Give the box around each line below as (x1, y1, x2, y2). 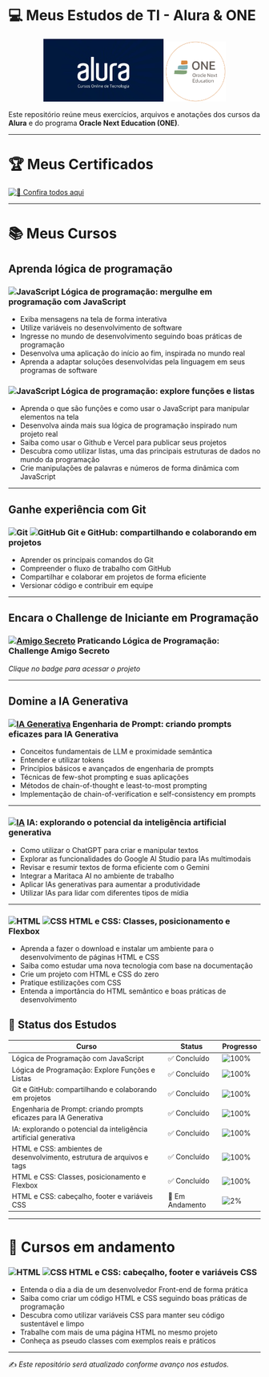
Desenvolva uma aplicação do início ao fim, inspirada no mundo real (19, 348, 246, 358)
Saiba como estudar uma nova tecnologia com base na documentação (19, 961, 254, 971)
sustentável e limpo (19, 1319, 85, 1329)
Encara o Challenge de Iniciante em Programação (8, 611, 259, 625)
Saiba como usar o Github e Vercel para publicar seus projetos (19, 438, 227, 448)
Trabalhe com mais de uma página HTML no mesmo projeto (19, 1327, 218, 1337)
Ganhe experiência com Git (8, 502, 147, 516)
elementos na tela (19, 412, 79, 422)
